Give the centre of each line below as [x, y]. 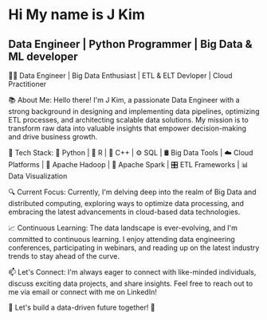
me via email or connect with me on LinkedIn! [82, 292]
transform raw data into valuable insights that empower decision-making [128, 128]
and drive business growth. [53, 137]
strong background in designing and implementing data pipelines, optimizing [134, 111]
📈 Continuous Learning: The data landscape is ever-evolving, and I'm [123, 228]
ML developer [43, 56]
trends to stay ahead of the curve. [64, 256]
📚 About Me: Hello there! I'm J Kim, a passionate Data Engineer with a [124, 100]
